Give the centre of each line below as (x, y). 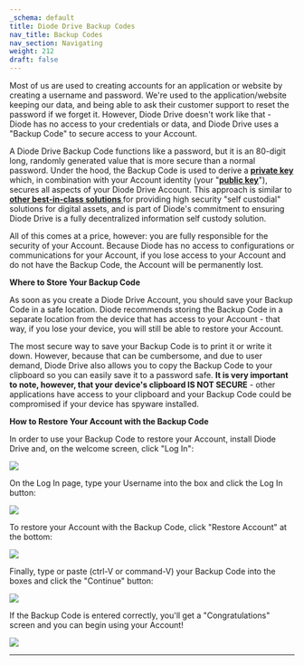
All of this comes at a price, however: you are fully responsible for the (139, 236)
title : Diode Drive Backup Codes (72, 26)
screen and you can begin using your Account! (96, 625)
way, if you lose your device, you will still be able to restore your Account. (147, 328)
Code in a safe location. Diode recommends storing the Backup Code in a (146, 309)
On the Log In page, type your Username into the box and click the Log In (146, 483)
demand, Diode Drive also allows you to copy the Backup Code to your (141, 366)
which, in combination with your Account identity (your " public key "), (139, 180)
